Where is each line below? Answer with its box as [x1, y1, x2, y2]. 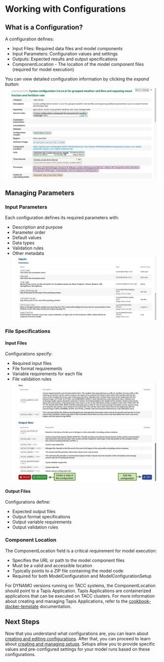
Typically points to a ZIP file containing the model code [12, 568, 124, 573]
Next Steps [5, 617, 40, 626]
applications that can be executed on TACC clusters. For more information [5, 593, 155, 599]
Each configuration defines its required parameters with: [5, 215, 119, 221]
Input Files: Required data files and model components [12, 46, 123, 51]
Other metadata [12, 250, 44, 256]
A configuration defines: [5, 36, 54, 42]
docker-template [5, 603, 39, 609]
